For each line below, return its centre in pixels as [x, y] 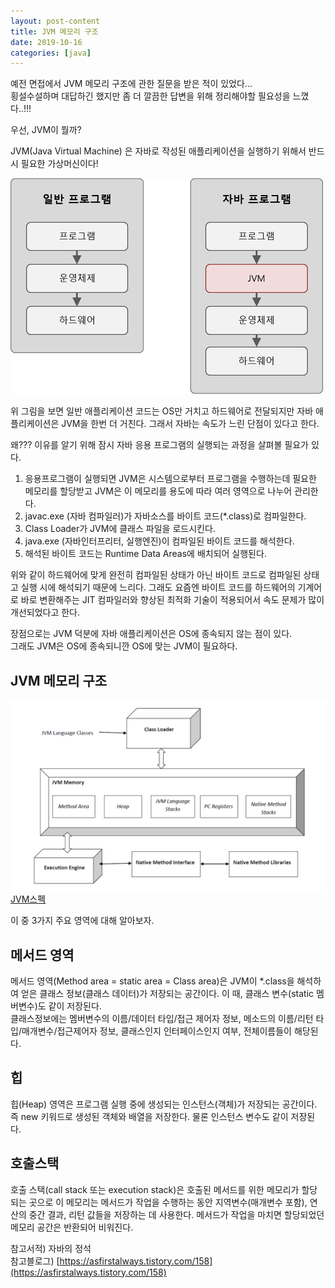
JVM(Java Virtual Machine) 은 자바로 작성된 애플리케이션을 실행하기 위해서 [158, 151]
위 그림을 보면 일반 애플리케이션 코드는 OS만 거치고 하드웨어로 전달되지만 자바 [162, 411]
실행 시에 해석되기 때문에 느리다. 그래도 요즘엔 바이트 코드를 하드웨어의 [158, 587]
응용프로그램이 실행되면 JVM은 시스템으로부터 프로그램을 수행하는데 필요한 [170, 479]
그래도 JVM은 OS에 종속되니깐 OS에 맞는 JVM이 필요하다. [124, 646]
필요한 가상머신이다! [59, 164]
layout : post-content [55, 21]
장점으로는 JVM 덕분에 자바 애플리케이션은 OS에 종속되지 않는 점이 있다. [151, 634]
